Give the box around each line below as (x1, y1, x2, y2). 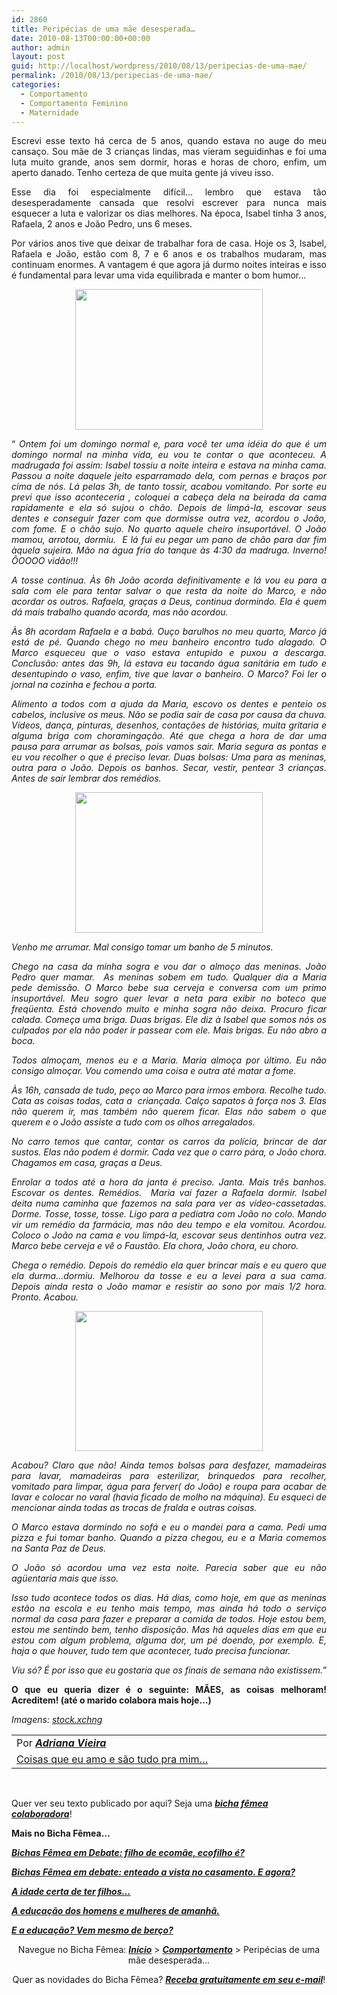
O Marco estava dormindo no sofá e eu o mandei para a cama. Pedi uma (11, 1521, 327, 1533)
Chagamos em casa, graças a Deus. (11, 1157, 163, 1169)
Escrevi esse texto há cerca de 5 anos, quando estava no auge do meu (11, 135, 327, 147)
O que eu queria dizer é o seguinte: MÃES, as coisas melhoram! (11, 1684, 327, 1696)
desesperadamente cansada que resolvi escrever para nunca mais (11, 197, 327, 209)
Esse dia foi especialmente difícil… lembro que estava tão (11, 186, 327, 198)
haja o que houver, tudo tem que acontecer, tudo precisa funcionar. (11, 1645, 291, 1657)
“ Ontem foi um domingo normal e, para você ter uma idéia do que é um (11, 438, 327, 450)
